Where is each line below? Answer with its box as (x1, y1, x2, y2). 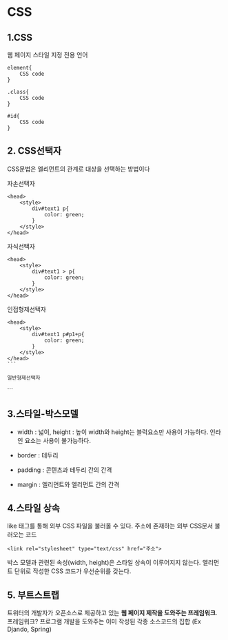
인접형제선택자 (7, 304, 47, 313)
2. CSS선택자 (7, 145, 62, 157)
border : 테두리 (17, 451, 59, 459)
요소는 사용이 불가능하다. (24, 436, 92, 444)
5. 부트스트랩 (7, 589, 60, 601)
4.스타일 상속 (7, 502, 61, 514)
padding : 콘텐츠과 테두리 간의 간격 (17, 466, 112, 474)
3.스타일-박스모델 (7, 408, 79, 420)
